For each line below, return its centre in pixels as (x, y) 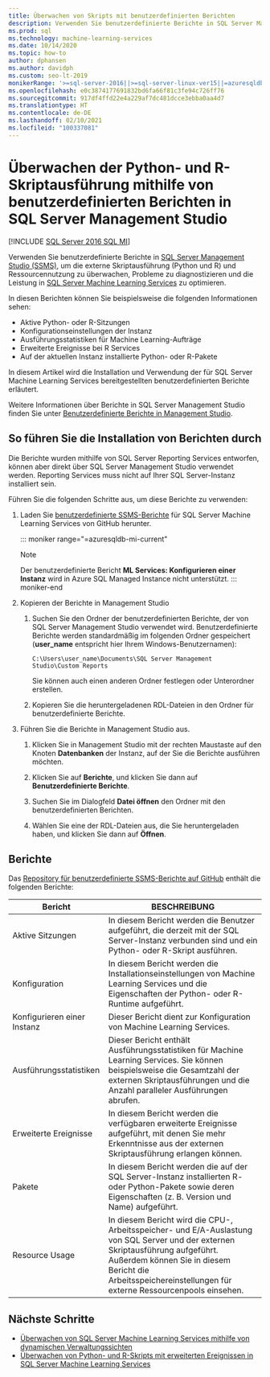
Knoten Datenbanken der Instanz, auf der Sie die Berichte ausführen (146, 753)
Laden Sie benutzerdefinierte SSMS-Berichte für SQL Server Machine (135, 515)
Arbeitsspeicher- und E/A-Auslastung (180, 1230)
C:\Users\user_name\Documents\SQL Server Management (122, 659)
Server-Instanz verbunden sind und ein (183, 940)
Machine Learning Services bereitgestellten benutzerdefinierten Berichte (129, 380)
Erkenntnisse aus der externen (166, 1144)
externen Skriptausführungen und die (179, 1080)
